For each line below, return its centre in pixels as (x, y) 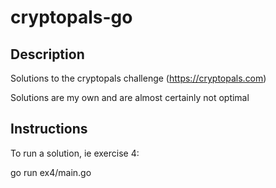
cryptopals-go (71, 17)
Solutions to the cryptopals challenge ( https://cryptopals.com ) (138, 78)
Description (47, 54)
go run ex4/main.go (51, 172)
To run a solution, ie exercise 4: (75, 153)
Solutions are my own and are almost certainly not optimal (130, 97)
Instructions (49, 129)
